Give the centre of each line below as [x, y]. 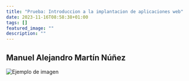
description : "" [26, 34]
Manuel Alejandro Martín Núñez [66, 58]
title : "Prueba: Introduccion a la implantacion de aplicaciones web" [95, 12]
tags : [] [17, 22]
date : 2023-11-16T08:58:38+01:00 [47, 17]
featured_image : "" [30, 28]
